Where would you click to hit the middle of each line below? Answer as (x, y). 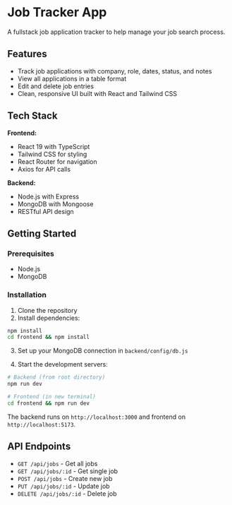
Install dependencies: (49, 318)
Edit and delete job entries (55, 86)
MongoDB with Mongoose (55, 204)
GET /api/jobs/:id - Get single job (68, 471)
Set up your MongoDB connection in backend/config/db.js (103, 351)
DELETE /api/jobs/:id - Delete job (67, 493)
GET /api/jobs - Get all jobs (57, 463)
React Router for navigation (57, 161)
